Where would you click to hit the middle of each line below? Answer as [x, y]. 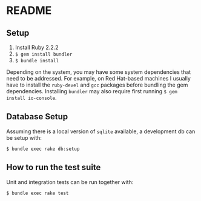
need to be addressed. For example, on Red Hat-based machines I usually [98, 78]
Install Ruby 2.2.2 [37, 47]
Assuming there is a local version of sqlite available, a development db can [101, 131]
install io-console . [31, 98]
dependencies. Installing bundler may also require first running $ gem [92, 91]
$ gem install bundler [44, 54]
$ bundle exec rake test [38, 193]
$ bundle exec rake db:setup [43, 149]
